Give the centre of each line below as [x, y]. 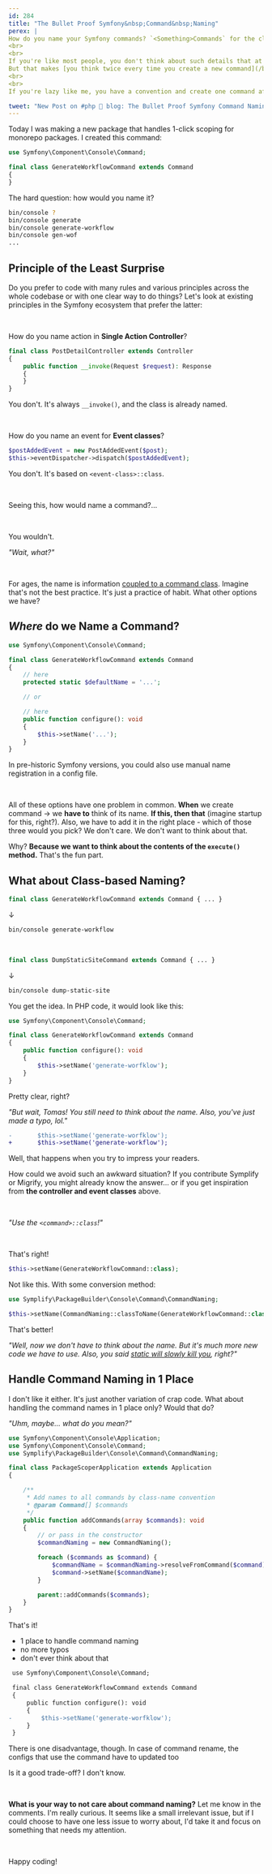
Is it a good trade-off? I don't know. [67, 1773]
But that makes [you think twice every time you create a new [115, 69]
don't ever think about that [64, 1658]
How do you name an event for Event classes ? [86, 436]
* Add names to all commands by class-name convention [121, 1498]
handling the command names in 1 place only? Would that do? [111, 1408]
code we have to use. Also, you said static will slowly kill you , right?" [123, 1354]
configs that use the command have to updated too [94, 1757]
